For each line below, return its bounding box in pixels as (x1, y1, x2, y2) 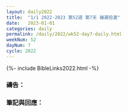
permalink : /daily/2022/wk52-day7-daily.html (6, 31, 122, 37)
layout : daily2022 (6, 8, 52, 15)
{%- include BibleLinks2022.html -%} (6, 64, 99, 72)
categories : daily (6, 25, 52, 32)
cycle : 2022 (6, 48, 36, 54)
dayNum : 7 (6, 43, 31, 49)
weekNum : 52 (6, 37, 36, 43)
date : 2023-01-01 (6, 20, 55, 26)
